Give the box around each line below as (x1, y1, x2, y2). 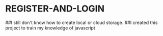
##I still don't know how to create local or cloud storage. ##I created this (5, 19, 158, 25)
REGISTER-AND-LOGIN (5, 3, 105, 14)
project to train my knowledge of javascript (5, 24, 95, 30)
